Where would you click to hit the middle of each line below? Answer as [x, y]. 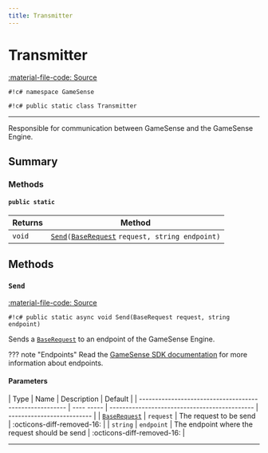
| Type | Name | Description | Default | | [73, 399]
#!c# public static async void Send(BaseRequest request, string [119, 317]
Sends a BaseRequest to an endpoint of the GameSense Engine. [112, 339]
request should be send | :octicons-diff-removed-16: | [97, 432]
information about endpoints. [56, 363]
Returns [28, 223]
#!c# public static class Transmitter [73, 106]
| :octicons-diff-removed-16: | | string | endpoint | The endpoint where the [131, 424]
